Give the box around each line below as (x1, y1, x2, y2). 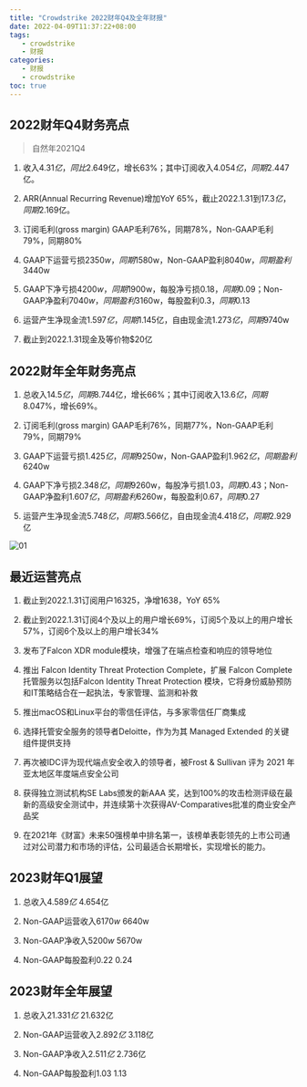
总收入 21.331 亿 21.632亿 (22, 1009, 114, 1020)
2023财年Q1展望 (9, 870, 103, 885)
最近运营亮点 (9, 569, 82, 585)
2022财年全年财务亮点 (9, 363, 137, 378)
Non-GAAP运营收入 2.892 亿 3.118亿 (22, 1029, 155, 1040)
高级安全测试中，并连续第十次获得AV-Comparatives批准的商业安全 (38, 799, 289, 810)
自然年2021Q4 (31, 143, 87, 154)
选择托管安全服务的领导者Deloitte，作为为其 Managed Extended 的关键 (22, 726, 290, 737)
